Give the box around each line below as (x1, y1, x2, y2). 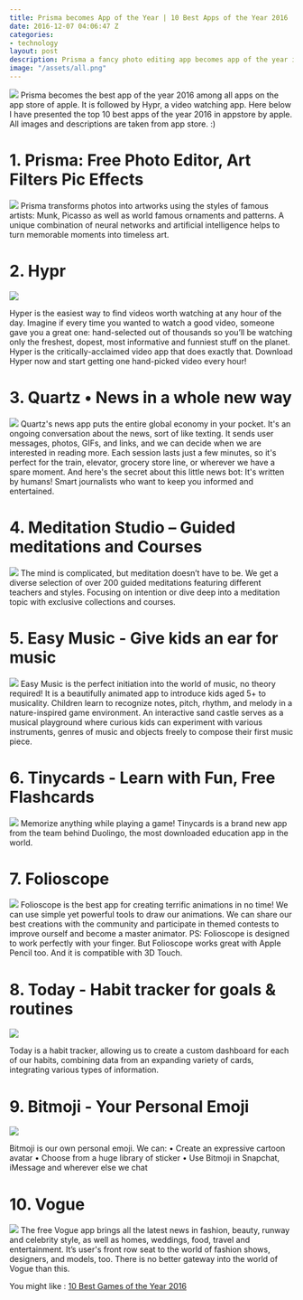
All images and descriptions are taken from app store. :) (9, 118, 216, 129)
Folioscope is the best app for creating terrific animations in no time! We (20, 900, 289, 910)
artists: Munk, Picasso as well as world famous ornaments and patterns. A (9, 210, 285, 221)
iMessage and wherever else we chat (9, 1163, 149, 1173)
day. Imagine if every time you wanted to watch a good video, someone (9, 317, 275, 328)
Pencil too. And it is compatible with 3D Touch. (9, 947, 183, 958)
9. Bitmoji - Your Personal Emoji (9, 1096, 250, 1116)
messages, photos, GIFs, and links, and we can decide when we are (9, 438, 262, 448)
